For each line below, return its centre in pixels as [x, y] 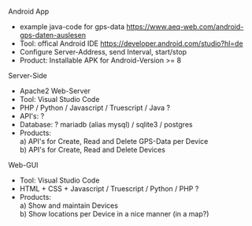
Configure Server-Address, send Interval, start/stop [103, 52]
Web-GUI [23, 165]
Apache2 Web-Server [55, 91]
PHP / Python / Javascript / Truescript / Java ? [95, 107]
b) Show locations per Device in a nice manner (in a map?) [114, 214]
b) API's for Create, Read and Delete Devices [92, 150]
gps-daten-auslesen [53, 35]
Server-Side [28, 75]
